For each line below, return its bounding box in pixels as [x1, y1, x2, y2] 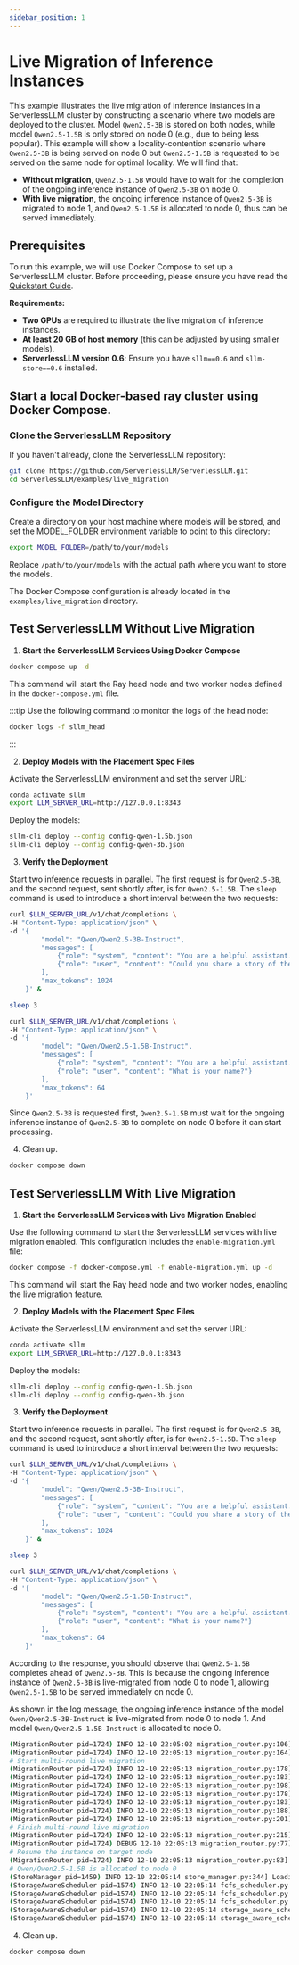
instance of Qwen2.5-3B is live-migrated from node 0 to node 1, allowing [9, 1677, 270, 1687]
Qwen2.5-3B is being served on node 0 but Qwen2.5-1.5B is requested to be [9, 147, 280, 158]
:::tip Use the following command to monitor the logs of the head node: [9, 705, 269, 716]
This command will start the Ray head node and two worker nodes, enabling [9, 1279, 288, 1289]
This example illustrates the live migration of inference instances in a [9, 100, 261, 111]
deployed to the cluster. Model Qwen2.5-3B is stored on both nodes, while [9, 119, 276, 129]
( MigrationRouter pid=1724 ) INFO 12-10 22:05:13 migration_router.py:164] [9, 1748, 293, 1757]
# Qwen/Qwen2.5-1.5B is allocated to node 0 [9, 1864, 177, 1873]
